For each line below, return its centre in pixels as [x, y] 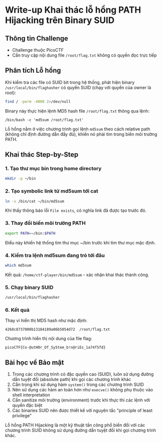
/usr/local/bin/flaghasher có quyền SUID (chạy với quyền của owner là [78, 87]
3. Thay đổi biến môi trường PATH [45, 223]
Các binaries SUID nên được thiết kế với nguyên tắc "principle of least [82, 411]
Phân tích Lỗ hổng [33, 70]
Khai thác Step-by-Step [42, 155]
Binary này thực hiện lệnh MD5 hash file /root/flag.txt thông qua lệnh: [77, 111]
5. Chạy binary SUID [29, 287]
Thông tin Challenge [37, 38]
